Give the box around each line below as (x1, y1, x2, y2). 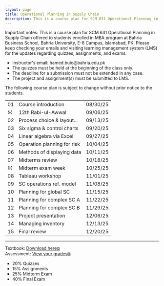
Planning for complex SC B (19, 204, 80, 211)
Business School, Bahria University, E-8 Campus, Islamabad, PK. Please (5, 40, 150, 46)
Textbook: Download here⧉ (5, 245, 60, 251)
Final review (19, 228, 46, 235)
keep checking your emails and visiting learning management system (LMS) (5, 45, 158, 51)
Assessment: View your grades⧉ (5, 251, 71, 257)
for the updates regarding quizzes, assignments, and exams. (5, 50, 127, 56)
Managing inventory (19, 220, 65, 227)
